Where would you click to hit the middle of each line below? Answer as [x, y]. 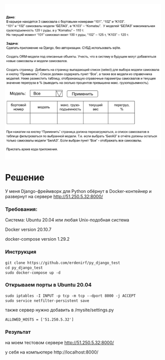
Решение [25, 178]
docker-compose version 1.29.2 [38, 239]
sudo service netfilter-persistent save [47, 301]
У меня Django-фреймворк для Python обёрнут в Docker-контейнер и [79, 191]
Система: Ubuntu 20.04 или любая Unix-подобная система [67, 220]
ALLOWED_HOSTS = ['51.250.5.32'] [40, 320]
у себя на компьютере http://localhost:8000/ [52, 352]
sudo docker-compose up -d [33, 273]
